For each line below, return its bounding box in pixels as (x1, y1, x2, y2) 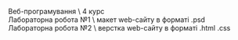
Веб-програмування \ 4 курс (8, 7, 105, 16)
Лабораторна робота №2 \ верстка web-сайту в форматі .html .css (8, 24, 231, 32)
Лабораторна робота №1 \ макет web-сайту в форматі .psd (8, 15, 206, 24)
